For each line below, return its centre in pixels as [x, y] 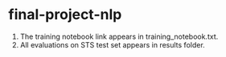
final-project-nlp [65, 15]
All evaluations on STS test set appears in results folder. [112, 44]
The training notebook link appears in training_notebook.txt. [119, 36]
